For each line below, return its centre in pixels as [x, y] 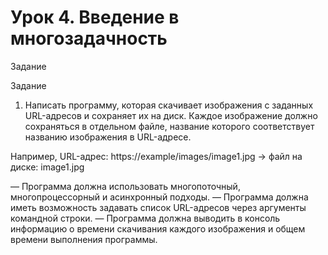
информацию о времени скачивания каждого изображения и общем [158, 228]
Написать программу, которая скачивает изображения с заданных [169, 105]
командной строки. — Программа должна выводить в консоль [145, 218]
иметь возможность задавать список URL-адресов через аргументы [158, 207]
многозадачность [89, 38]
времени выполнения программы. [84, 239]
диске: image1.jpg [47, 167]
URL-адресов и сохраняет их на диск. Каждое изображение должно [171, 115]
